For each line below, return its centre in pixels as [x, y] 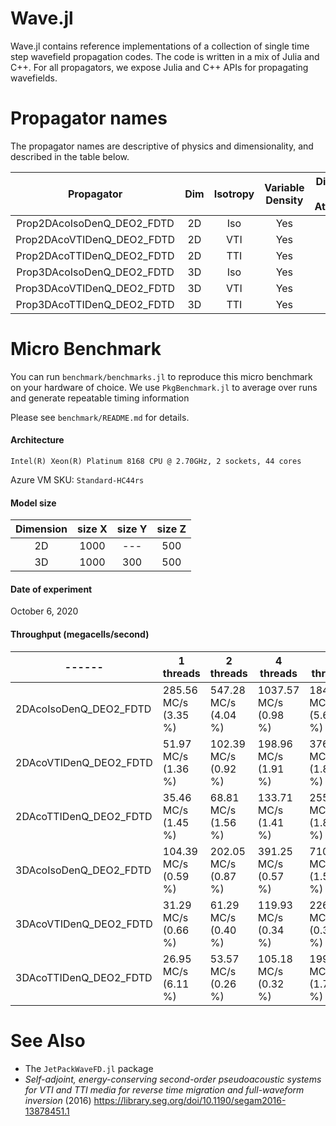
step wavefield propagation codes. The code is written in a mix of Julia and [165, 56]
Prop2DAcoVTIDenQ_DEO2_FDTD [95, 239]
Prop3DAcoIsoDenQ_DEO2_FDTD [95, 272]
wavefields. [34, 78]
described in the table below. [70, 156]
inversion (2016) [58, 1100]
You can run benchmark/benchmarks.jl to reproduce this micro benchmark [161, 376]
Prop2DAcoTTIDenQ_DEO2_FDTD [95, 255]
